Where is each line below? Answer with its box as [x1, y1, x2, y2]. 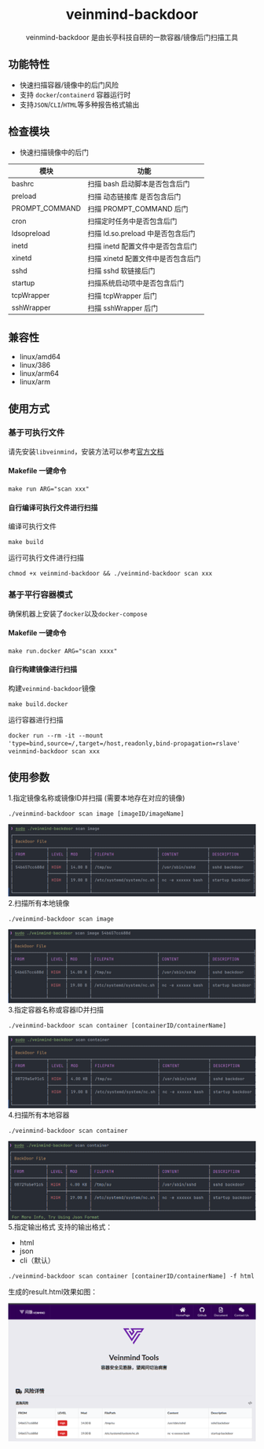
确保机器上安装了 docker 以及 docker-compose [8, 609, 148, 618]
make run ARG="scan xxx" [8, 485, 90, 493]
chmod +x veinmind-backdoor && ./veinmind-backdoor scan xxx [8, 570, 213, 578]
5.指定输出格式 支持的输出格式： [8, 1223, 112, 1232]
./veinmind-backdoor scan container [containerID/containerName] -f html [8, 1272, 255, 1281]
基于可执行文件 [8, 427, 65, 438]
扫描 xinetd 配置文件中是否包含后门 [87, 253, 201, 263]
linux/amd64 [19, 352, 61, 362]
